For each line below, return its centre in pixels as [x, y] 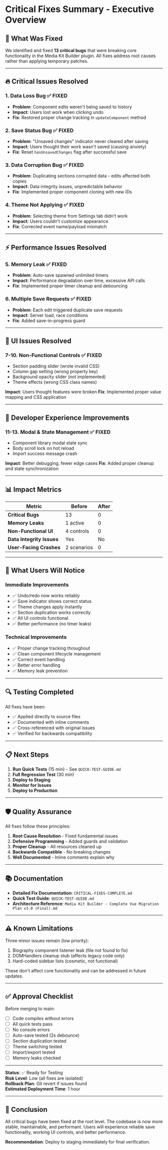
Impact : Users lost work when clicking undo [58, 112]
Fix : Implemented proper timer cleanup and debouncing [70, 286]
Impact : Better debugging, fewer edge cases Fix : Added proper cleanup [79, 463]
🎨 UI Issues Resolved [38, 341]
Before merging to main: [30, 1009]
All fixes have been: [25, 707]
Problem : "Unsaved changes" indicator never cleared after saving [80, 141]
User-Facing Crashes [34, 547]
